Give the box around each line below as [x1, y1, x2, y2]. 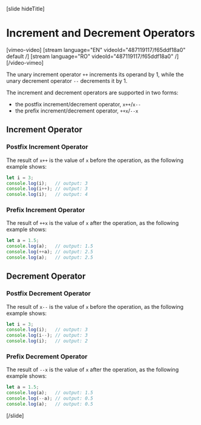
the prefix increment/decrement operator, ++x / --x [15, 107, 139, 114]
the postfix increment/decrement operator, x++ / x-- [15, 100, 141, 108]
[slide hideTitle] [6, 5, 45, 12]
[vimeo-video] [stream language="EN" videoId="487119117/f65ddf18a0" [6, 46, 186, 53]
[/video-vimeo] [6, 59, 44, 66]
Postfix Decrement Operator [6, 290, 91, 298]
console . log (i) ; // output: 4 [6, 192, 88, 198]
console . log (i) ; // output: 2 [6, 338, 88, 344]
